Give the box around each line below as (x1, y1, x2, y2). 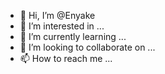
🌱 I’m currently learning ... (19, 31, 127, 42)
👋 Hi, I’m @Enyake (19, 10, 96, 21)
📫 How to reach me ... (19, 53, 113, 64)
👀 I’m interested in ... (19, 20, 105, 32)
